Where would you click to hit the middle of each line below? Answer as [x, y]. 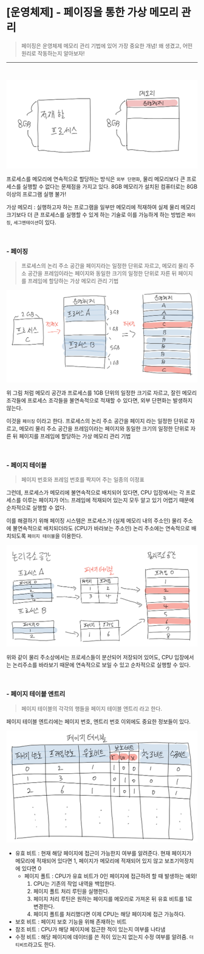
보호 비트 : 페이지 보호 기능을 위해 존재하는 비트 [71, 921]
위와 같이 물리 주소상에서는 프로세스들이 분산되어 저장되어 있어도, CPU [90, 658]
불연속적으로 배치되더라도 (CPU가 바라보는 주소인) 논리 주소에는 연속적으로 [101, 528]
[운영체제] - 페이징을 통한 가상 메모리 [93, 12]
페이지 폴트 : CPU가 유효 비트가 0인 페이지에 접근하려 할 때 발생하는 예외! [110, 876]
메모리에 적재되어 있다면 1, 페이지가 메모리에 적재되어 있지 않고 [89, 861]
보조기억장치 [179, 861]
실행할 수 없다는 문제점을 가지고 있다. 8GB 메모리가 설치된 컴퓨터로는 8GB [110, 186]
